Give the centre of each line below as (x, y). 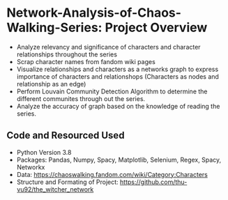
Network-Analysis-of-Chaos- (94, 13)
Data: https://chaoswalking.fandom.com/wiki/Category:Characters (112, 174)
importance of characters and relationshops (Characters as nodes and (117, 76)
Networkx (31, 167)
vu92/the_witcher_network (55, 189)
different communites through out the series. (81, 98)
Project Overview (156, 28)
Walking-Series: (54, 28)
